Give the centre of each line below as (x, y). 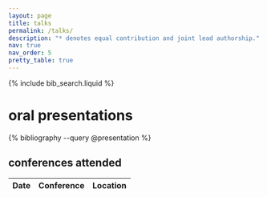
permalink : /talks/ (41, 30)
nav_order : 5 (30, 53)
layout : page (30, 16)
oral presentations (71, 116)
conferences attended (65, 163)
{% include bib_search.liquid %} (61, 83)
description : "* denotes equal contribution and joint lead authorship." (134, 38)
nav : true (25, 46)
